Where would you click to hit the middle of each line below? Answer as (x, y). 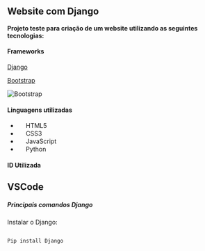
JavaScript (41, 141)
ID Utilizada (24, 165)
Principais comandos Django (50, 204)
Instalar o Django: (32, 222)
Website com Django (53, 11)
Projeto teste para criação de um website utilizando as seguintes (102, 28)
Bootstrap (22, 81)
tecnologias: (26, 35)
